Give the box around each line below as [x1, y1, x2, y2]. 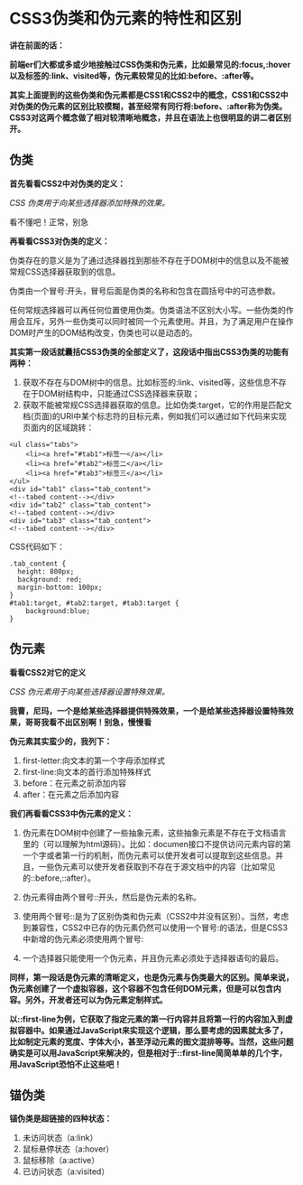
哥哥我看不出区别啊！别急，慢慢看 [24, 716, 151, 727]
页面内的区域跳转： [22, 422, 95, 433]
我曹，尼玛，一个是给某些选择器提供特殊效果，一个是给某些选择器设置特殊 [9, 705, 286, 716]
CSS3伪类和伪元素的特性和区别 [9, 8, 242, 29]
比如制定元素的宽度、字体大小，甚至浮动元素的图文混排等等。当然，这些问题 [9, 1036, 294, 1047]
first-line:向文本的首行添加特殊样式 [22, 766, 151, 777]
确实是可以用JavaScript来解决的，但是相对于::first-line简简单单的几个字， [9, 1047, 287, 1058]
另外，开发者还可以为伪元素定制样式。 [24, 994, 168, 1005]
